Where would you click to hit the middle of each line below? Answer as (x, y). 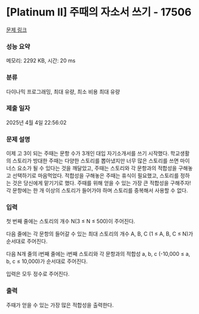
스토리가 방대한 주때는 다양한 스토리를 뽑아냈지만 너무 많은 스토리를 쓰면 (96, 161)
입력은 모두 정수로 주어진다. (38, 274)
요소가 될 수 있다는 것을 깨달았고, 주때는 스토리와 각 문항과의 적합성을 (97, 168)
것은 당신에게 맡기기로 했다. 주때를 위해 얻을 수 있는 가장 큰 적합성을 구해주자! (102, 183)
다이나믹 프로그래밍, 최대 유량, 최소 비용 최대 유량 (63, 91)
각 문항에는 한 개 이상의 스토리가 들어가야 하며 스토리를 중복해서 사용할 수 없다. (97, 191)
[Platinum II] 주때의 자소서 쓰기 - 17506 (99, 12)
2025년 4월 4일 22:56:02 (37, 122)
